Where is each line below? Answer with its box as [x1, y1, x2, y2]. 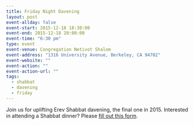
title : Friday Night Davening [6, 8, 80, 15]
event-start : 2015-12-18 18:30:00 [6, 25, 91, 31]
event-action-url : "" [6, 68, 59, 74]
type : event [6, 41, 35, 47]
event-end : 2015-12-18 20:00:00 [6, 30, 85, 36]
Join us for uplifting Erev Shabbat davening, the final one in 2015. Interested [6, 106, 189, 113]
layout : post [6, 14, 38, 20]
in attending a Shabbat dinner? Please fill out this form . [6, 112, 138, 119]
